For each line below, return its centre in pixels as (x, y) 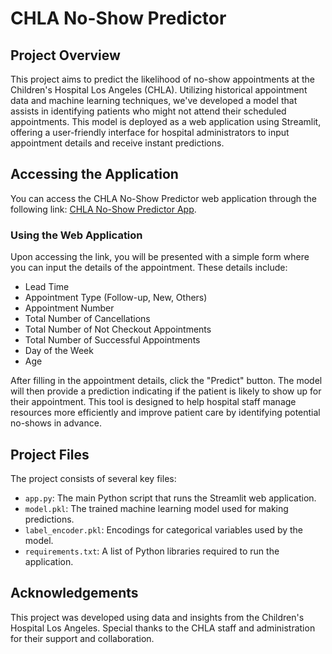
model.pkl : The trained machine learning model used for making (156, 508)
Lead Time (47, 287)
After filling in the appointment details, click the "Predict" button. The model (166, 381)
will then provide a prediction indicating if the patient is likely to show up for (166, 391)
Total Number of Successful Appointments (112, 340)
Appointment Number (69, 308)
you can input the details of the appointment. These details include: (149, 268)
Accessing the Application (94, 174)
